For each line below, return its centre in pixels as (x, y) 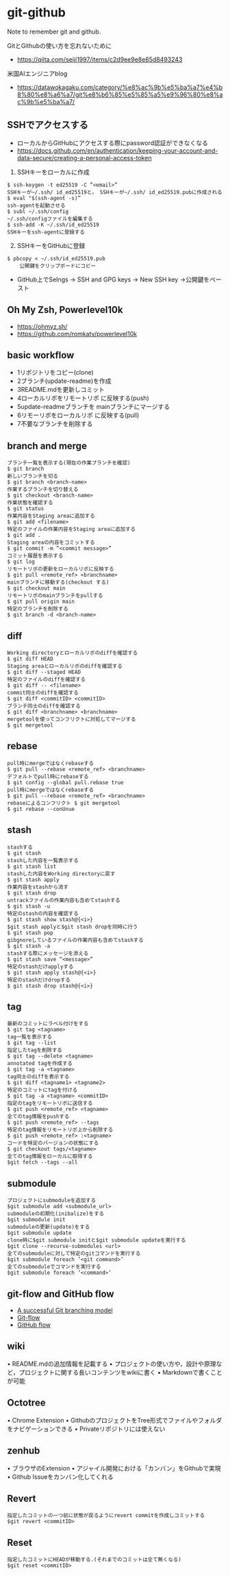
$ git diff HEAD (30, 659)
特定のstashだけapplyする (40, 966)
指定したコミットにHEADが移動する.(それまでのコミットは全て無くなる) (94, 1560)
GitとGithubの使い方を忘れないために (59, 45)
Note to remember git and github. (54, 32)
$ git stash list (32, 866)
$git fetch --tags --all (42, 1162)
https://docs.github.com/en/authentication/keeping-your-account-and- (117, 150)
